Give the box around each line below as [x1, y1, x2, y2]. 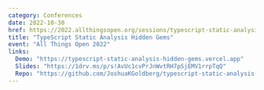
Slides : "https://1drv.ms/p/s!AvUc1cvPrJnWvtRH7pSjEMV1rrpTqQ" [15, 63, 226, 70]
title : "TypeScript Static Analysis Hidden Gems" [8, 33, 174, 41]
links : [8, 48, 30, 56]
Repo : [15, 70, 34, 77]
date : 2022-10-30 [8, 19, 65, 27]
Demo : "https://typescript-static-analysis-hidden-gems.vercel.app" [15, 56, 244, 63]
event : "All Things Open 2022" [8, 41, 111, 49]
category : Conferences [8, 11, 82, 20]
